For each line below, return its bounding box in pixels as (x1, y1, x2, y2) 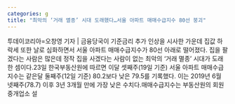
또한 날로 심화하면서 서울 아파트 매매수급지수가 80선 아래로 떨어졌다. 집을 (20, 45, 221, 54)
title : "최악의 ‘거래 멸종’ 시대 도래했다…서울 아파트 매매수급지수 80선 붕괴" (7, 17, 206, 24)
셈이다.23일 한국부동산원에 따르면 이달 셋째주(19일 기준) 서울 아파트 (14, 63, 200, 71)
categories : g (7, 10, 49, 17)
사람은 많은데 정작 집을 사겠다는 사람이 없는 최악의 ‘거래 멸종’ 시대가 (25, 54, 210, 63)
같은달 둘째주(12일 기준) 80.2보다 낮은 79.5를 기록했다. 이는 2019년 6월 (25, 71, 222, 80)
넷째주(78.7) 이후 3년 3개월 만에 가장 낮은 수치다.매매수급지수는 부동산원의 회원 (7, 80, 224, 89)
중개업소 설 (7, 89, 38, 98)
